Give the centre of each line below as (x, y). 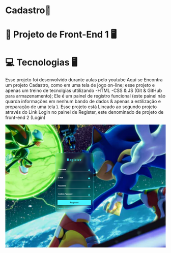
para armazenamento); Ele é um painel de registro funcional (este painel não (85, 96)
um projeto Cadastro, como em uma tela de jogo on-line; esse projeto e (80, 85)
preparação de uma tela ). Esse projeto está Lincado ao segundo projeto (81, 107)
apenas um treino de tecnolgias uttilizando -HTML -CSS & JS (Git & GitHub (84, 90)
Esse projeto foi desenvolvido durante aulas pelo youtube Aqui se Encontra (84, 80)
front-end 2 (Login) (25, 118)
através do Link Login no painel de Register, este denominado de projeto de (84, 112)
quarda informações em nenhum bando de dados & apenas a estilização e (83, 102)
